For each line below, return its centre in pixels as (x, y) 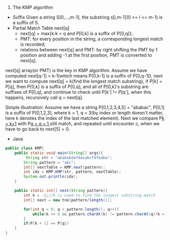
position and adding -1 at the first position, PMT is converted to (86, 55)
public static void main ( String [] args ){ (59, 153)
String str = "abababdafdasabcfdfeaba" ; (69, 157)
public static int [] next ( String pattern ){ (61, 191)
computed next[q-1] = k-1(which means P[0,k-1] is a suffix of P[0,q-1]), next (84, 76)
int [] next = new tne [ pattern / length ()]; (68, 200)
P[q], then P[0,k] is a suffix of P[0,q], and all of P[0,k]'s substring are (77, 87)
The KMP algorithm (33, 7)
